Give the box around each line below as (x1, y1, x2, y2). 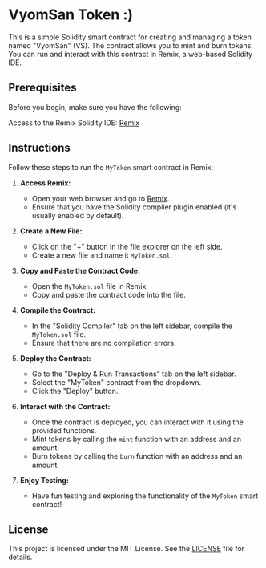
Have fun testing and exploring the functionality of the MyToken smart (31, 491, 259, 501)
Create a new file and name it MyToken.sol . (31, 250, 172, 260)
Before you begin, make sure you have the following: (8, 102, 182, 112)
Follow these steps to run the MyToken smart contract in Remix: (8, 162, 214, 172)
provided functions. (31, 425, 97, 435)
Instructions (8, 141, 71, 155)
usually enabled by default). (31, 210, 124, 220)
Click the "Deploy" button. (31, 386, 119, 396)
